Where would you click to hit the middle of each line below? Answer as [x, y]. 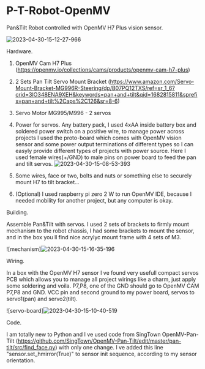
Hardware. [20, 51]
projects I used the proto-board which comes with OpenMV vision [98, 138]
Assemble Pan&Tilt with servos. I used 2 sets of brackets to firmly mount [98, 224]
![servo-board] [25, 310]
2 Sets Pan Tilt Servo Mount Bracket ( [62, 81]
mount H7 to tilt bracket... [47, 182]
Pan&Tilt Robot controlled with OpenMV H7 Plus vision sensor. [85, 28]
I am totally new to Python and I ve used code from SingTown [84, 334]
